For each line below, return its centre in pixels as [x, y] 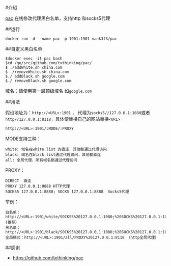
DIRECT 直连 [18, 181]
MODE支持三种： [23, 139]
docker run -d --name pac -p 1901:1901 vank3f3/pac [61, 39]
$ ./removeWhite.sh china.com [37, 72]
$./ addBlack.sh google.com [35, 76]
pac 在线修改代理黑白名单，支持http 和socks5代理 [58, 18]
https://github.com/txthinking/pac [48, 258]
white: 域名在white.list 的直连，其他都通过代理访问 [56, 149]
